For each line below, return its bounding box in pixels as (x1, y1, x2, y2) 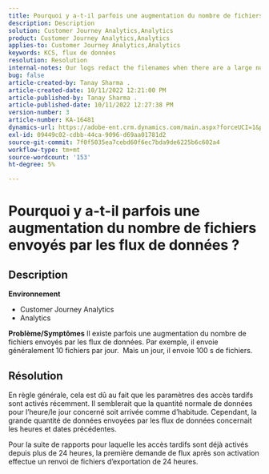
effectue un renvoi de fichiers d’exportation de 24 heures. (8, 456, 199, 466)
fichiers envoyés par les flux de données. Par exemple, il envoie (8, 337, 219, 347)
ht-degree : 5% (8, 161, 56, 169)
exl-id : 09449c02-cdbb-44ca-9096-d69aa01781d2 (8, 131, 167, 139)
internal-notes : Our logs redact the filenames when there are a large (8, 64, 252, 72)
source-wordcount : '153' (8, 153, 91, 161)
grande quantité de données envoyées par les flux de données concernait (8, 416, 252, 425)
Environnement (8, 289, 61, 299)
